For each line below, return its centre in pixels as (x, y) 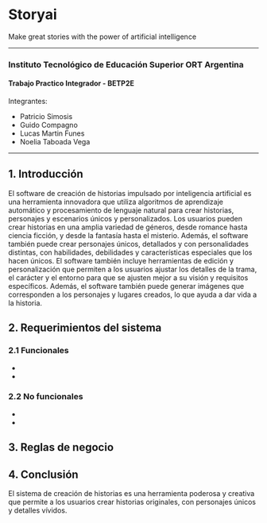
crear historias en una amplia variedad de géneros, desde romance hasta (128, 227)
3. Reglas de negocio (61, 447)
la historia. (25, 302)
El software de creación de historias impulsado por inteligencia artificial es (130, 193)
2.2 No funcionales (46, 397)
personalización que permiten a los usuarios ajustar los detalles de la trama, (133, 269)
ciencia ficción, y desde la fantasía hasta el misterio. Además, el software (128, 235)
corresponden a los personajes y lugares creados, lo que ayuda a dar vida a (133, 294)
